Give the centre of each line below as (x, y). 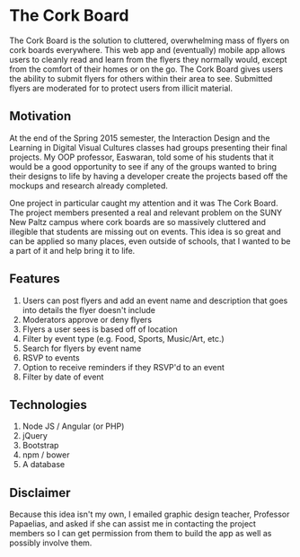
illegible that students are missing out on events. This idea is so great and (145, 231)
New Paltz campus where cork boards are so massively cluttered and (138, 222)
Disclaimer (40, 493)
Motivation (40, 116)
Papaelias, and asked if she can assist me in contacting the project (132, 524)
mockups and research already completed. (89, 186)
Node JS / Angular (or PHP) (73, 426)
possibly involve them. (51, 543)
